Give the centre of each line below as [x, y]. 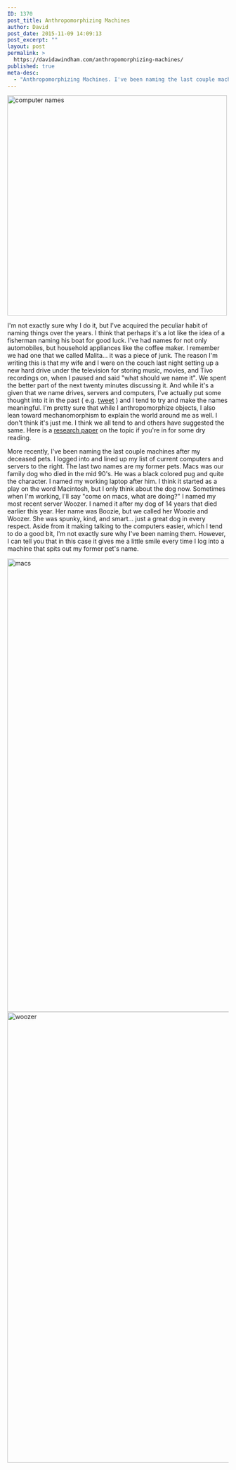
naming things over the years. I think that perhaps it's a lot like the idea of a [116, 333]
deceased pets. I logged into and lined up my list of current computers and [115, 459]
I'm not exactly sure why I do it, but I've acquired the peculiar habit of [108, 325]
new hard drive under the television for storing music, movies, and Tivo [110, 370]
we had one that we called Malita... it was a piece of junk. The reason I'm [113, 356]
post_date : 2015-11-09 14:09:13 [54, 33]
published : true [31, 66]
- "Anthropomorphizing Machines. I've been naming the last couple [114, 79]
